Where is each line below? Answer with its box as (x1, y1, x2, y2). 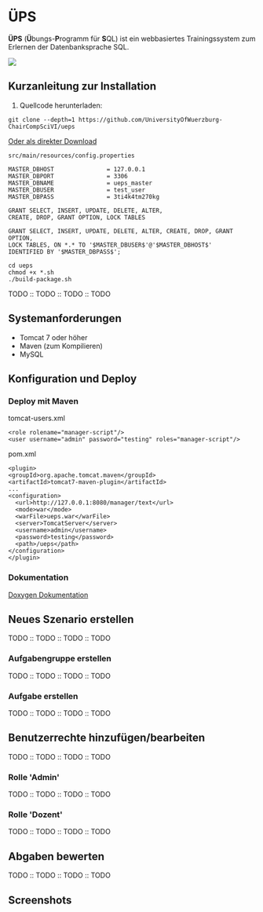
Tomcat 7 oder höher (19, 332, 88, 342)
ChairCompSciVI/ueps (8, 123, 76, 130)
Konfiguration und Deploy (8, 372, 137, 385)
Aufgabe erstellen (8, 690, 79, 701)
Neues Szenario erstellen (8, 613, 134, 626)
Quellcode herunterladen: (19, 101, 103, 110)
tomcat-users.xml (8, 413, 65, 423)
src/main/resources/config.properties (8, 152, 135, 159)
